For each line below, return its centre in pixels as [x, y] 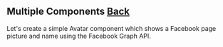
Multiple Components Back [68, 12]
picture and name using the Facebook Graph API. [79, 36]
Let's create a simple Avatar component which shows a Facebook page [111, 28]
